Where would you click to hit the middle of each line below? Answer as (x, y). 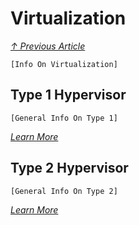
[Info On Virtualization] (64, 64)
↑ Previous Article (48, 46)
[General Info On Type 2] (64, 191)
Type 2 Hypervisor (69, 168)
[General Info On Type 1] (64, 118)
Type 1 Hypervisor (68, 95)
